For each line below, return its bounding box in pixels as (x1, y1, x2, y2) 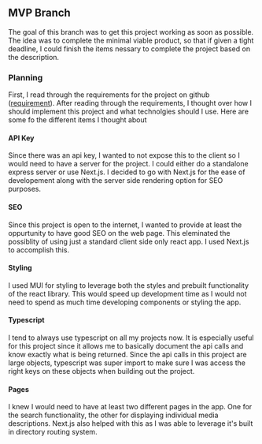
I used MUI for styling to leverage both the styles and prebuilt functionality (8, 280, 249, 290)
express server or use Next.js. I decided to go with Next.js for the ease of (8, 167, 245, 177)
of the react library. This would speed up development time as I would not (8, 289, 247, 298)
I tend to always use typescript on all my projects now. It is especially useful (8, 333, 254, 342)
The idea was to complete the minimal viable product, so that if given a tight (8, 35, 254, 45)
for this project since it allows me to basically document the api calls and (8, 341, 244, 350)
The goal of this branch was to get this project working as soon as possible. (8, 27, 254, 36)
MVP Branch (8, 6, 71, 20)
